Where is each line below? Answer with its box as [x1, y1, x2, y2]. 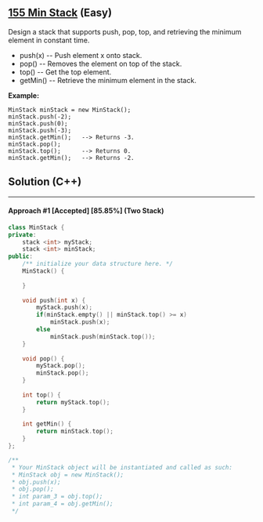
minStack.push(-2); [8, 113, 72, 121]
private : [8, 230, 37, 238]
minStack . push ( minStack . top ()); [49, 332, 156, 340]
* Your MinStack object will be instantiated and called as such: [11, 463, 233, 471]
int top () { [22, 391, 61, 399]
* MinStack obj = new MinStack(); [11, 470, 124, 479]
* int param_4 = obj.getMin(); [11, 500, 113, 508]
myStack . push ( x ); [36, 303, 92, 312]
